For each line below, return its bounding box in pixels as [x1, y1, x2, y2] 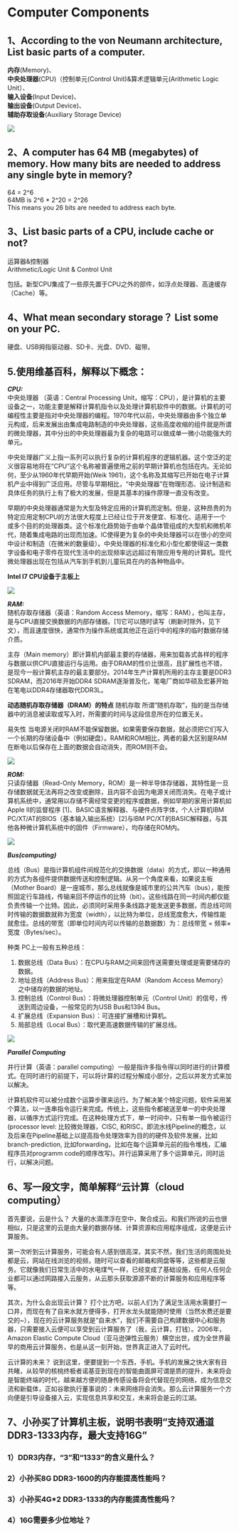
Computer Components [7, 4, 149, 21]
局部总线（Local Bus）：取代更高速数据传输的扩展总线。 [17, 1020, 181, 1029]
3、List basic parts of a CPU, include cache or [7, 226, 215, 238]
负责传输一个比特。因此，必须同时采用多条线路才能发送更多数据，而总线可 [7, 902, 225, 910]
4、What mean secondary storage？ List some [7, 311, 219, 324]
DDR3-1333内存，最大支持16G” [7, 1429, 147, 1442]
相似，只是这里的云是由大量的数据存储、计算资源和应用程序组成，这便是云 [7, 1223, 225, 1232]
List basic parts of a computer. [7, 46, 146, 58]
